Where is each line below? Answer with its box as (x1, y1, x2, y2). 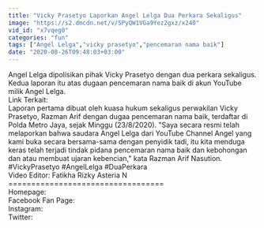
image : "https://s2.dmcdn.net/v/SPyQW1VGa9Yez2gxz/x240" (8, 19, 200, 27)
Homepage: (8, 187, 47, 196)
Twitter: (8, 212, 33, 222)
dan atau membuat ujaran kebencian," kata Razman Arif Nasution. (8, 154, 223, 163)
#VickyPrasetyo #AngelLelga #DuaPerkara (8, 163, 148, 171)
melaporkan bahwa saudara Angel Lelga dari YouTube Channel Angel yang (8, 129, 252, 138)
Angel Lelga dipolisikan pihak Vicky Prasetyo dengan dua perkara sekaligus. (8, 70, 257, 79)
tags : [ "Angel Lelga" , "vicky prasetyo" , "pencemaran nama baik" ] (8, 41, 224, 49)
